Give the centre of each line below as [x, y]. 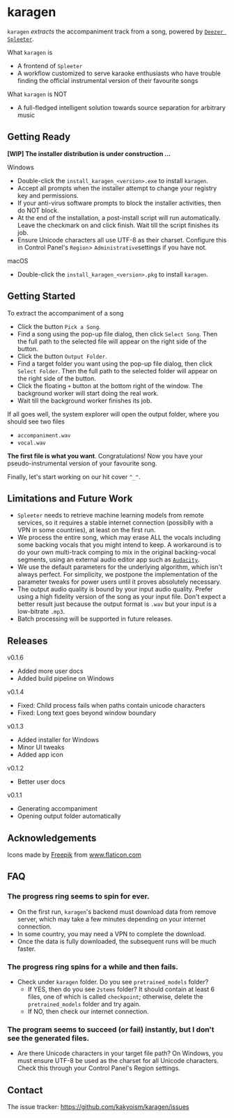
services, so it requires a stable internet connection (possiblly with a [115, 522]
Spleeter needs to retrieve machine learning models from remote [110, 515]
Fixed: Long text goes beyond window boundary [87, 713]
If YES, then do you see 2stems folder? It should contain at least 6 [121, 989]
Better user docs [41, 782]
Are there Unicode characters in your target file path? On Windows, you [120, 1053]
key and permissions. [48, 195]
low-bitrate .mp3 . [41, 612]
